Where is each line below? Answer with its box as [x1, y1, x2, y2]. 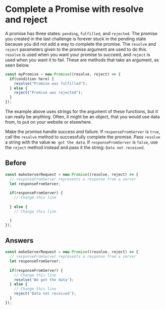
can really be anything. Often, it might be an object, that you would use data [5, 114, 160, 120]
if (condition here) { [9, 76, 55, 81]
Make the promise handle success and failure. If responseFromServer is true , [5, 129, 160, 135]
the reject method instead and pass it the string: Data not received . [5, 145, 145, 151]
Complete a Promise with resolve [5, 3, 144, 15]
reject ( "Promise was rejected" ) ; [14, 90, 83, 95]
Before [5, 159, 26, 167]
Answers [5, 236, 34, 244]
